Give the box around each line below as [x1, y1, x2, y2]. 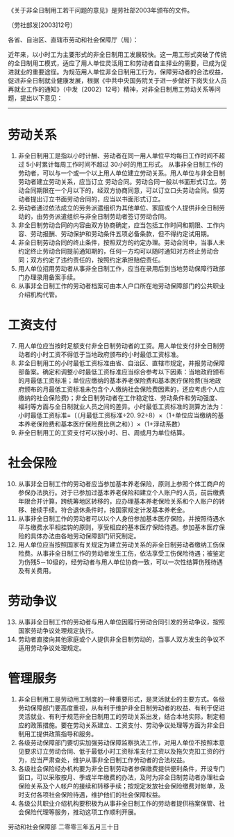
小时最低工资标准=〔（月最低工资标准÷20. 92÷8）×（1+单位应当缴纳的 [17, 411, 218, 419]
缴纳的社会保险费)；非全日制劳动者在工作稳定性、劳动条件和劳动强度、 [17, 393, 222, 401]
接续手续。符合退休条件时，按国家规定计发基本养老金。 [30, 506, 189, 514]
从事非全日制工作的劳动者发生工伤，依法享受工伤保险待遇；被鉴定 [36, 549, 225, 557]
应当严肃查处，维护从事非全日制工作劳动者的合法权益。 [30, 756, 189, 764]
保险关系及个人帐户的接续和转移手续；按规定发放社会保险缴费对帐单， [17, 781, 219, 790]
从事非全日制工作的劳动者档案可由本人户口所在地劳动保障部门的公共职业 [17, 281, 225, 290]
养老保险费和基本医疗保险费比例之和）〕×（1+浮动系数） [24, 420, 185, 428]
